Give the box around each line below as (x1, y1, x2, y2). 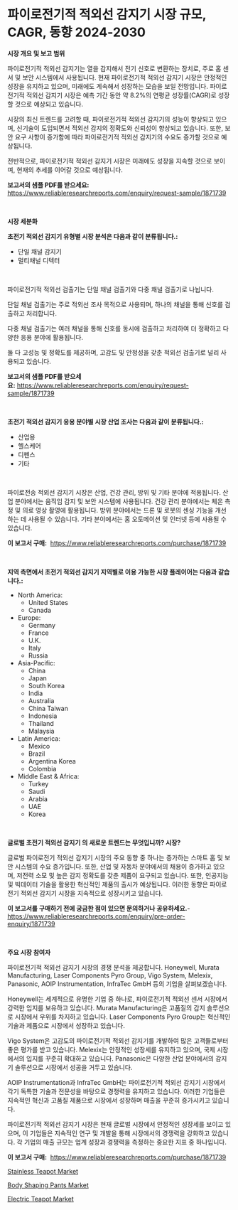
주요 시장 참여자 (7, 948, 51, 956)
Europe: (17, 613, 41, 622)
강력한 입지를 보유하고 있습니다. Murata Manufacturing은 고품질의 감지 (7, 1003, 206, 1012)
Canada (28, 606, 52, 614)
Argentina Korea (28, 756, 76, 765)
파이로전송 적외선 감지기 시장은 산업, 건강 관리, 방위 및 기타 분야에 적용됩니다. (7, 488, 222, 496)
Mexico (28, 741, 50, 750)
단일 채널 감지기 (17, 247, 62, 256)
